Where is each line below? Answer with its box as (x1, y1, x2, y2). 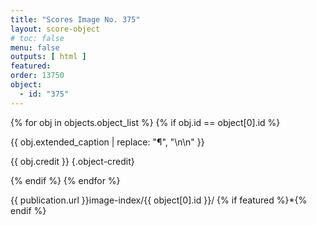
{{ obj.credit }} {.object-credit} (10, 155, 135, 167)
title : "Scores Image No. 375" (10, 14, 141, 25)
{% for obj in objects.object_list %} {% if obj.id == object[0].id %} (10, 116, 281, 128)
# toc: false (10, 33, 65, 43)
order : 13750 (10, 71, 65, 81)
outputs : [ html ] (10, 52, 87, 62)
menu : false (10, 42, 60, 53)
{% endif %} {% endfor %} (10, 174, 121, 186)
